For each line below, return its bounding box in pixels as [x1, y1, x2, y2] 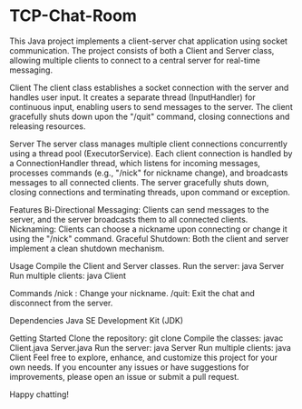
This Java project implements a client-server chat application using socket [9, 35, 288, 46]
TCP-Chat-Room [9, 5, 138, 26]
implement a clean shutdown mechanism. [9, 243, 165, 254]
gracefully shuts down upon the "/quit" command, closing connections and [9, 111, 290, 122]
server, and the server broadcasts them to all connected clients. [9, 214, 248, 224]
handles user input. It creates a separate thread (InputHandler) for [9, 92, 256, 103]
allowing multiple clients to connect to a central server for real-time [9, 55, 260, 65]
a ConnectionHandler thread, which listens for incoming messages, [9, 157, 261, 168]
